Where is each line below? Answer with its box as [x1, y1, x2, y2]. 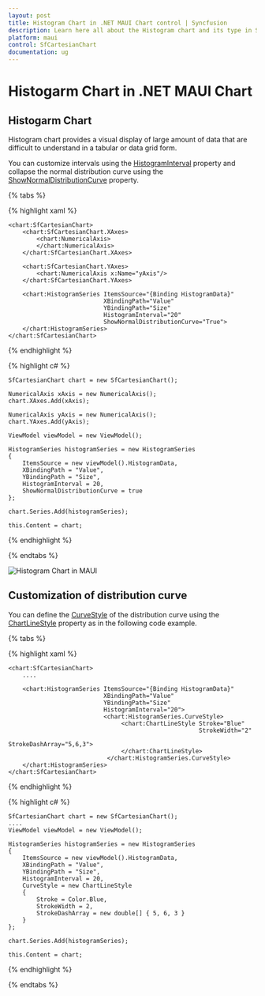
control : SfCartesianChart [8, 41, 97, 49]
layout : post [8, 11, 51, 20]
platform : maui [8, 33, 58, 42]
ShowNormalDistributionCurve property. [8, 175, 140, 184]
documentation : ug [8, 48, 69, 56]
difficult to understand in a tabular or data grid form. [8, 143, 177, 153]
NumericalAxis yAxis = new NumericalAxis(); [8, 411, 157, 419]
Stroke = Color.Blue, [36, 895, 108, 904]
